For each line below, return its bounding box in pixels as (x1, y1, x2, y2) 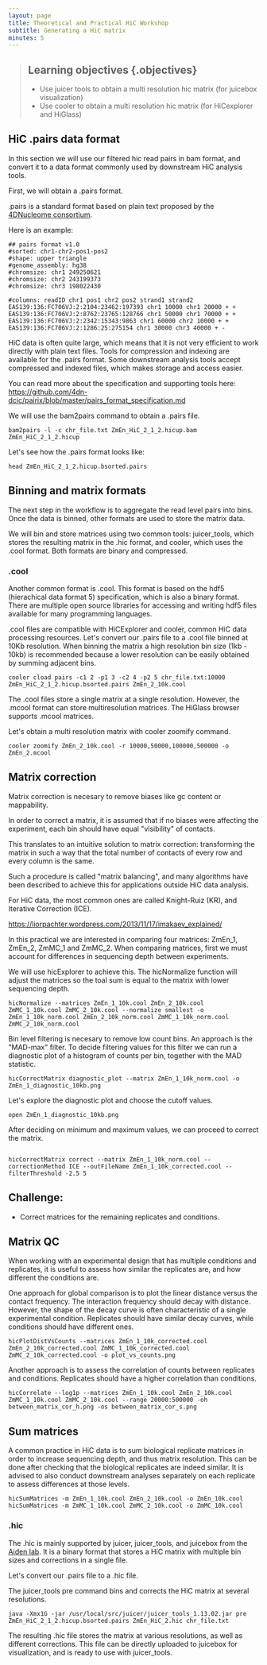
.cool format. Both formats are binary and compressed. (8, 546, 188, 555)
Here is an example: (8, 225, 74, 234)
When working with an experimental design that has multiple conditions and (8, 1256, 257, 1265)
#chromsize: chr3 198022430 (8, 282, 102, 290)
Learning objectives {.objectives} (27, 63, 198, 76)
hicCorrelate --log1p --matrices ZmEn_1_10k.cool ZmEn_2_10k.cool (8, 1389, 233, 1397)
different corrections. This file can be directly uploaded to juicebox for (8, 1639, 238, 1648)
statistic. (8, 1059, 37, 1068)
